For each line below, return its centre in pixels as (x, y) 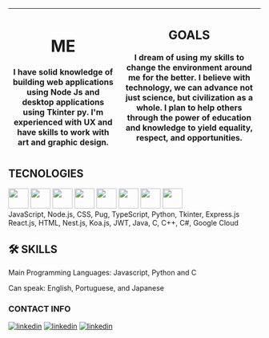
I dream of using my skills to (189, 57)
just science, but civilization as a (189, 97)
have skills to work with (63, 132)
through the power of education (189, 117)
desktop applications (63, 102)
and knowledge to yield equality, (189, 128)
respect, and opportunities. (189, 137)
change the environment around (189, 67)
